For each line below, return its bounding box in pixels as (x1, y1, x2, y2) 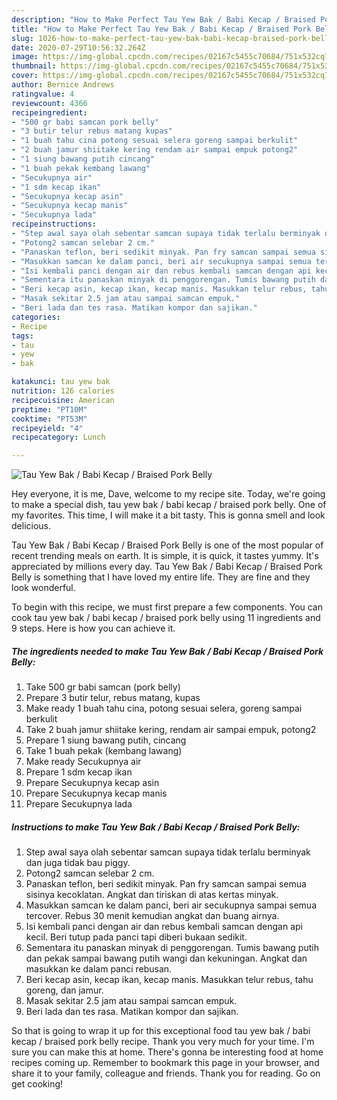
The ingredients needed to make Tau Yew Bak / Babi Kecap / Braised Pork (11, 645, 324, 657)
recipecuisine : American (11, 395, 115, 405)
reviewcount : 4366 (11, 98, 88, 108)
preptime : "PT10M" (11, 404, 88, 415)
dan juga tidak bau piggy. (25, 857, 131, 869)
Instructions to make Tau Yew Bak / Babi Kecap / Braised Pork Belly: (11, 821, 301, 833)
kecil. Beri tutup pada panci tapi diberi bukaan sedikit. (25, 931, 248, 943)
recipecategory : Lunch (11, 432, 106, 443)
